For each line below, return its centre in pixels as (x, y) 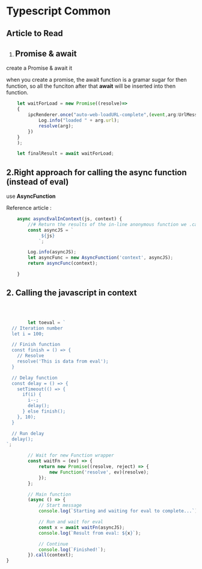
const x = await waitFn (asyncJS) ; (81, 527)
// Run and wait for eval (71, 522)
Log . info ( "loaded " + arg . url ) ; (79, 121)
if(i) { (32, 395)
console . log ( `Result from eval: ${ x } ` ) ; (90, 533)
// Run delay (28, 433)
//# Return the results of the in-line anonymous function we (107, 224)
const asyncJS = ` (51, 230)
